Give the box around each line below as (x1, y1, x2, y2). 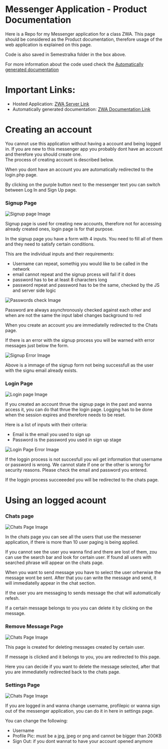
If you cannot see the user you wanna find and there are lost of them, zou (5, 548, 157, 555)
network (12, 266, 30, 272)
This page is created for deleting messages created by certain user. (5, 644, 145, 650)
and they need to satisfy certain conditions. (5, 241, 95, 247)
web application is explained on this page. (5, 41, 92, 47)
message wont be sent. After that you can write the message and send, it (5, 575, 156, 581)
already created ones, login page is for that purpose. (5, 226, 114, 232)
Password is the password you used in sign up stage (12, 437, 121, 443)
